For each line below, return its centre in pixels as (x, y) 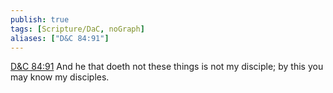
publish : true (40, 19)
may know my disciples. (60, 77)
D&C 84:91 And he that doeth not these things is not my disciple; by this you (167, 67)
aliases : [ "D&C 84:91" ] (60, 38)
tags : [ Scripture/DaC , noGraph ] (77, 29)
